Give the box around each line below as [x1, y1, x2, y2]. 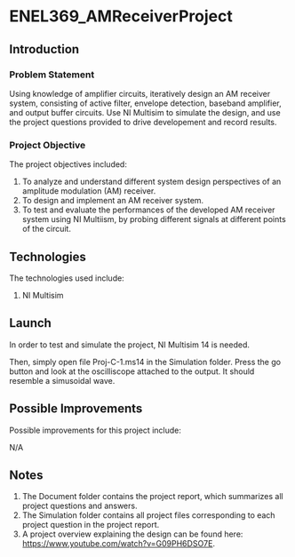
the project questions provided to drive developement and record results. [9, 116, 277, 127]
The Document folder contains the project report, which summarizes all [21, 491, 283, 502]
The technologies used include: [9, 273, 124, 283]
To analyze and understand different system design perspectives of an [21, 176, 282, 187]
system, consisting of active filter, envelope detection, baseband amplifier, [9, 98, 282, 108]
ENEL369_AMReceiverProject [9, 6, 233, 27]
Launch [9, 315, 52, 330]
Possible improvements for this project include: [9, 425, 182, 435]
